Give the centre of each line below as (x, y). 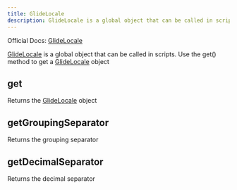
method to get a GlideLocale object (58, 61)
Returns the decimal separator (51, 178)
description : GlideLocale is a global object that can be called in (110, 20)
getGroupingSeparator (58, 123)
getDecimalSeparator (55, 161)
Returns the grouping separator (53, 140)
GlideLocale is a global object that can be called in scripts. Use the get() (112, 54)
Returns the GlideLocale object (52, 101)
